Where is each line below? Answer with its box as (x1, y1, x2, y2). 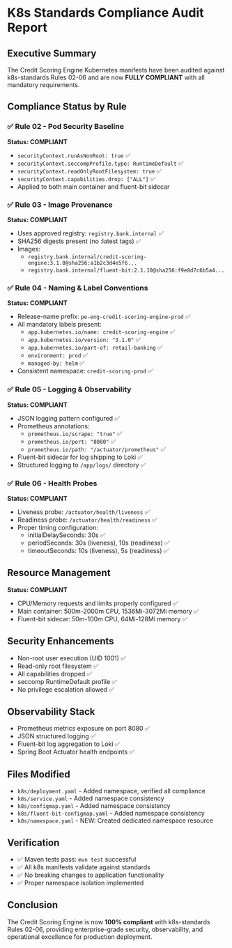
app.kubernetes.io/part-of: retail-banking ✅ (27, 343, 163, 352)
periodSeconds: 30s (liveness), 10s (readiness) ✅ (27, 538, 170, 547)
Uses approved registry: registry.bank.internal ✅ (17, 228, 164, 238)
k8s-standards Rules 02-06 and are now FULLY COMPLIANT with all (7, 73, 206, 81)
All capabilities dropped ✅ (17, 669, 93, 678)
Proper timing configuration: (17, 523, 99, 531)
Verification (7, 837, 60, 848)
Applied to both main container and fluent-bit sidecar (17, 182, 170, 191)
